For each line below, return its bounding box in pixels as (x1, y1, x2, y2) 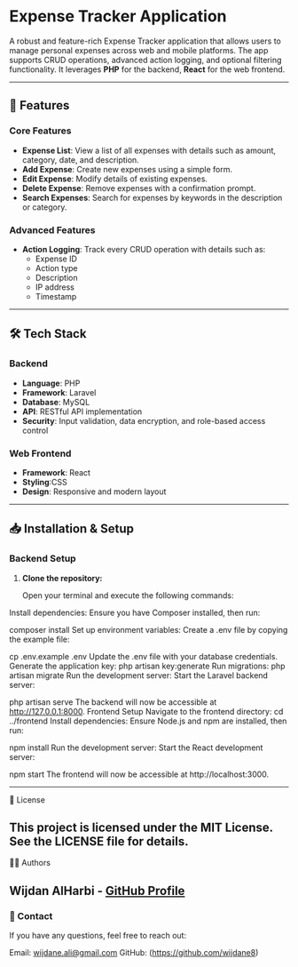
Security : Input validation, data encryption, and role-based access (21, 415, 266, 426)
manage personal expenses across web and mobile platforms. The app (9, 44, 269, 55)
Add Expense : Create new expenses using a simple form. (21, 164, 233, 174)
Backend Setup (9, 553, 77, 565)
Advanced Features (9, 224, 96, 236)
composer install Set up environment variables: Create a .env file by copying (9, 624, 288, 635)
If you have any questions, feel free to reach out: (9, 931, 187, 941)
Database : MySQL (21, 396, 90, 407)
